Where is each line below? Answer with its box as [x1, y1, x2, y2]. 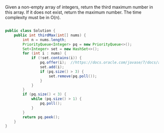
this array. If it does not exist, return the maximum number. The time [5, 9, 142, 15]
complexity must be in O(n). [5, 15, 61, 20]
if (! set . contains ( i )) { [31, 56, 82, 61]
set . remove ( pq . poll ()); [48, 73, 97, 79]
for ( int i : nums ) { [22, 51, 67, 56]
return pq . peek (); [22, 114, 60, 119]
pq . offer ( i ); [40, 60, 67, 65]
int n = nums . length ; [22, 37, 67, 42]
